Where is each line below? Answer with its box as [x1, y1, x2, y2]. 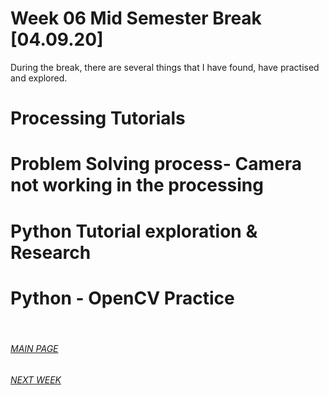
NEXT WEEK [10, 373, 62, 386]
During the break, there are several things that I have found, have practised [10, 61, 320, 73]
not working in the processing [10, 174, 264, 197]
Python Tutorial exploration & [10, 220, 258, 242]
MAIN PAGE [10, 343, 59, 355]
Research [10, 241, 92, 264]
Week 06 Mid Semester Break [10, 7, 262, 30]
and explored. [10, 72, 68, 84]
